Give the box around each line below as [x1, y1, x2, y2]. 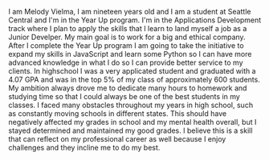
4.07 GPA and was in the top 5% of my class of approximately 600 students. [8, 75, 261, 84]
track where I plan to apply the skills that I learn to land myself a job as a [8, 24, 247, 33]
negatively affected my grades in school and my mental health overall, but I [8, 118, 257, 126]
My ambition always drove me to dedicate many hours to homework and [8, 83, 247, 93]
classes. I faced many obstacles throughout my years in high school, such [8, 100, 254, 110]
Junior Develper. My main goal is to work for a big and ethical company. [8, 32, 247, 42]
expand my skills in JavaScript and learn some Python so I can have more [8, 50, 252, 58]
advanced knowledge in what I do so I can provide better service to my [8, 58, 243, 67]
